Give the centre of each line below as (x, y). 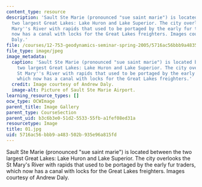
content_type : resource (36, 12)
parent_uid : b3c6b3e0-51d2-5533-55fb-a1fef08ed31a (71, 118)
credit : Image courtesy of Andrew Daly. (63, 85)
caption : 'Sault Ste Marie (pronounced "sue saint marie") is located (102, 62)
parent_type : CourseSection (41, 112)
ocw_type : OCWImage (31, 101)
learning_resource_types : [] (43, 96)
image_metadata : (26, 57)
